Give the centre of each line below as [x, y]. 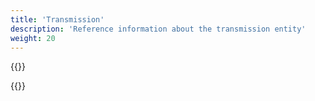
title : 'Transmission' [57, 19]
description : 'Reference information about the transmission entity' [158, 29]
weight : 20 [33, 38]
